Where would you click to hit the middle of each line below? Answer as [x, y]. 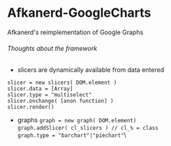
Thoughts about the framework [52, 48]
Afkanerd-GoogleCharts [79, 13]
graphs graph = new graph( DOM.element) [77, 120]
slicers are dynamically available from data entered [91, 70]
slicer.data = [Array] [40, 89]
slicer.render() [31, 107]
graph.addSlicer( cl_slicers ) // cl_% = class [88, 128]
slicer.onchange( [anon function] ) [60, 101]
